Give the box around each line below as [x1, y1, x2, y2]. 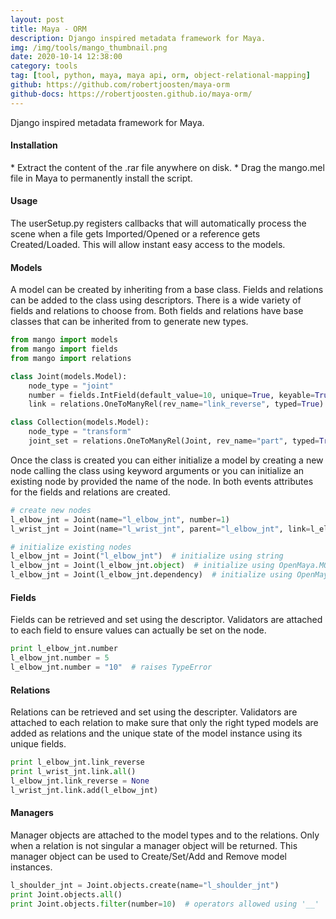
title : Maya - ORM [10, 24, 87, 34]
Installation [10, 139, 58, 151]
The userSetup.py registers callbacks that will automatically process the [10, 217, 307, 230]
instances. [10, 861, 53, 873]
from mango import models [10, 335, 118, 345]
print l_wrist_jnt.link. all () [10, 767, 137, 777]
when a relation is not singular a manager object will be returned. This [10, 839, 298, 851]
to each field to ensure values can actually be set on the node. [10, 624, 267, 636]
